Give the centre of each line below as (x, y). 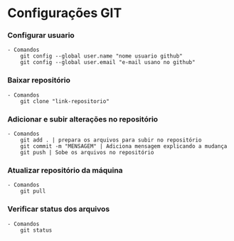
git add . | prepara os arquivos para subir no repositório (111, 140)
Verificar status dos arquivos (59, 209)
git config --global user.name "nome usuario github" (101, 56)
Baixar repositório (39, 80)
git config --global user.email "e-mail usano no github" (108, 63)
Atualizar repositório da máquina (65, 170)
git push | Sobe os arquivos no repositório (87, 153)
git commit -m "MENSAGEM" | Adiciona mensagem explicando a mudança (124, 146)
